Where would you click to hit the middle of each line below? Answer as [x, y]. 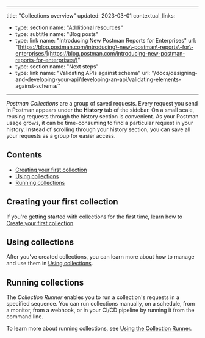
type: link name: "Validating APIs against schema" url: [83, 73]
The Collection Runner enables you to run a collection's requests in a [93, 297]
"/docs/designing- [174, 73]
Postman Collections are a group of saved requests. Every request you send [102, 103]
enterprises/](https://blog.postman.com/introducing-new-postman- [100, 53]
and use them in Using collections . [50, 264]
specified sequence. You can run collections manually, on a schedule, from [101, 304]
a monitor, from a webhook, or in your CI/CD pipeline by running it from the [100, 310]
